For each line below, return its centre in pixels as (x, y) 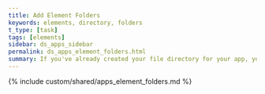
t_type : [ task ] (33, 30)
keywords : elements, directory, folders (76, 23)
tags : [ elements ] (37, 37)
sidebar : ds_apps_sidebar (50, 45)
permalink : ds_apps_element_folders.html (77, 52)
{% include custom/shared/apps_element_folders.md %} (100, 81)
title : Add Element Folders (54, 15)
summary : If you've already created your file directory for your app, (128, 60)
